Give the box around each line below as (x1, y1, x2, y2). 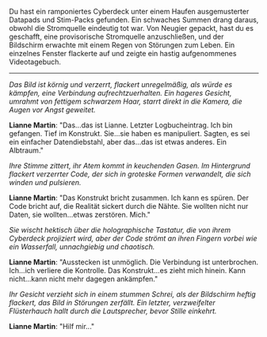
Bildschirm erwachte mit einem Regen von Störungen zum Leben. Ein (9, 40, 235, 50)
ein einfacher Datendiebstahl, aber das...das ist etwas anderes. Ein (9, 138, 227, 146)
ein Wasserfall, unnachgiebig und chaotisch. (9, 242, 155, 252)
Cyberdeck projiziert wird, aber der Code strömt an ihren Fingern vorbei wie (9, 233, 257, 243)
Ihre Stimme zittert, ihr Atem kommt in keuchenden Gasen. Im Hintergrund (9, 161, 250, 170)
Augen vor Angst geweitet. (9, 105, 96, 114)
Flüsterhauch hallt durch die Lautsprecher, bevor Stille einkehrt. (9, 306, 217, 316)
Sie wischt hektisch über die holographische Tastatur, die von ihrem (9, 225, 231, 234)
